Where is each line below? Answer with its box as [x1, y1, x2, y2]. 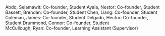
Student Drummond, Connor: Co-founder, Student [5, 20, 109, 26]
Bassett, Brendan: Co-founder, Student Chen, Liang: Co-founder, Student [5, 9, 157, 15]
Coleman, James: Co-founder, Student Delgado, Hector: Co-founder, [5, 15, 149, 20]
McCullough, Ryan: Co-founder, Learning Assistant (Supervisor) [5, 25, 138, 31]
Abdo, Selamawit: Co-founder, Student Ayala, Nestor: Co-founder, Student [5, 4, 160, 10]
